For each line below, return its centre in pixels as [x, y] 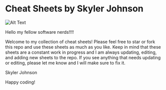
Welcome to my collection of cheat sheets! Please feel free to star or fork [80, 42]
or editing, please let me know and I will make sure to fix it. [65, 63]
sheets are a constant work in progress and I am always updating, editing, [81, 52]
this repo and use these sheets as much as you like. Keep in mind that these [83, 47]
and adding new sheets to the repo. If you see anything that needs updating [83, 57]
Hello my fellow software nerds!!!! [40, 32]
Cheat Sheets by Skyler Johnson [74, 9]
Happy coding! [20, 82]
